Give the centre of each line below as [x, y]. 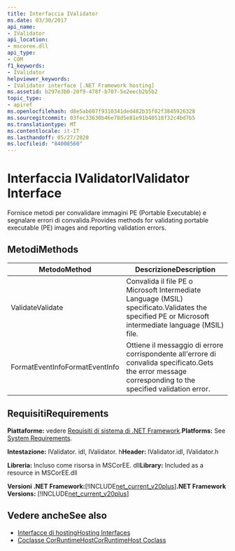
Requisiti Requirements [58, 414]
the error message [157, 371]
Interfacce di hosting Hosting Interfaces [74, 532]
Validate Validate [37, 307]
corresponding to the [161, 380]
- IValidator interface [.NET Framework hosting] [81, 85]
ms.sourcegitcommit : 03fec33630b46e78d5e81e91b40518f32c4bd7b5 [101, 118]
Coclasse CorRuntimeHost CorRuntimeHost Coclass [92, 540]
